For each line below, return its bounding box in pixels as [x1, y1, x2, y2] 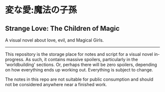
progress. [5, 57, 25, 62]
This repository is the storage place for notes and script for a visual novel [5, 51, 153, 57]
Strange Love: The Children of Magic [5, 24, 120, 32]
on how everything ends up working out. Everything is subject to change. [5, 67, 153, 72]
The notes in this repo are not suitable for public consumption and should [5, 76, 154, 82]
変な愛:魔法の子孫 [5, 4, 77, 16]
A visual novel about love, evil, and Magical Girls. [5, 37, 104, 43]
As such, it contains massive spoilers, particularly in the [25, 57, 138, 62]
